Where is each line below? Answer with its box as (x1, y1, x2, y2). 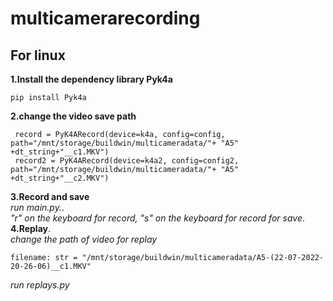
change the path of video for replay (10, 233, 158, 245)
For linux (10, 47, 66, 64)
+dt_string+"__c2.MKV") (10, 173, 110, 183)
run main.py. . (10, 202, 65, 213)
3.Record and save (10, 191, 90, 202)
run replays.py (10, 279, 70, 291)
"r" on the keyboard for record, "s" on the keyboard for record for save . (10, 212, 305, 224)
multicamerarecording (10, 7, 201, 30)
